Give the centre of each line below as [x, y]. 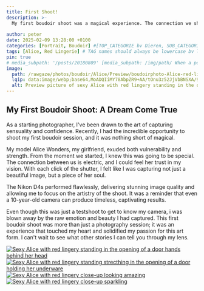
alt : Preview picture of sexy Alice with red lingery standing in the [103, 86]
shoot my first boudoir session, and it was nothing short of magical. [90, 137]
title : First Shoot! [32, 12]
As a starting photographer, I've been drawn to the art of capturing [90, 125]
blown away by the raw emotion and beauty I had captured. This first [93, 218]
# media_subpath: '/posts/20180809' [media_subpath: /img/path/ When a [99, 63]
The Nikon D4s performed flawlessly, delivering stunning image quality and [100, 187]
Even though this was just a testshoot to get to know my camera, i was [94, 211]
